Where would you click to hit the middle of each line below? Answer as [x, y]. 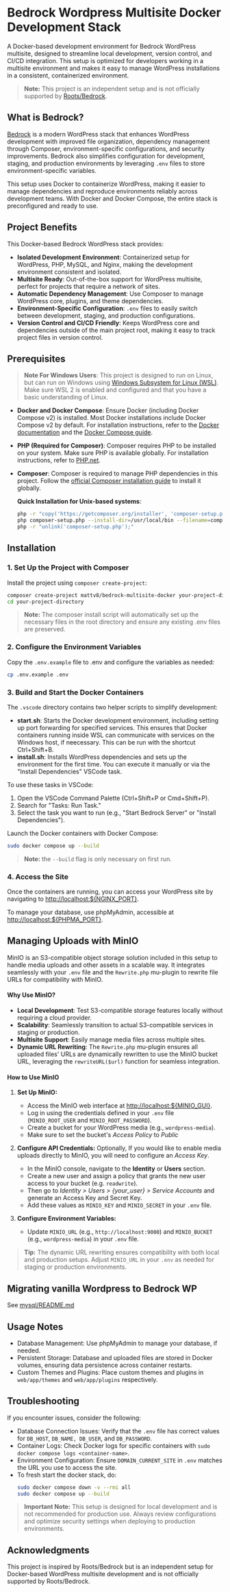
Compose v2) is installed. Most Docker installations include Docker [112, 418]
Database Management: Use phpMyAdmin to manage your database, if [117, 1343]
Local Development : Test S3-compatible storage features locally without [120, 1011]
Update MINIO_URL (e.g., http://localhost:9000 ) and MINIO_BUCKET [120, 1232]
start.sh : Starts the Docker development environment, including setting [118, 720]
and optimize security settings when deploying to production [110, 1521]
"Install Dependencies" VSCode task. [69, 771]
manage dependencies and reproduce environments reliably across [102, 191]
